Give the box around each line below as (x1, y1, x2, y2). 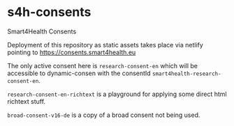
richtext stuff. (7, 97, 46, 105)
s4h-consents (7, 4, 92, 20)
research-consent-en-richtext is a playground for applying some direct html (7, 90, 227, 98)
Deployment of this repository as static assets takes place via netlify (7, 40, 204, 49)
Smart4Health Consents (7, 27, 77, 36)
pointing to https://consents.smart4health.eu (7, 48, 136, 56)
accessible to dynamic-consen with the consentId (7, 69, 152, 77)
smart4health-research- (152, 70, 221, 77)
